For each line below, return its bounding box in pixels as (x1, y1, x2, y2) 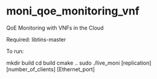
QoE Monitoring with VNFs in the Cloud (6, 24, 104, 31)
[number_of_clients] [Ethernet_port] (6, 65, 95, 73)
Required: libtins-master (6, 36, 66, 43)
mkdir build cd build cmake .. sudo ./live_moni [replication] (6, 59, 152, 66)
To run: (6, 47, 24, 55)
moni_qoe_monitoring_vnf (6, 4, 140, 18)
